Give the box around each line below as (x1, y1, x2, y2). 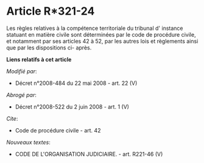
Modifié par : (6, 67, 38, 74)
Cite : (6, 115, 18, 122)
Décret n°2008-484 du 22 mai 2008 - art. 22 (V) (15, 79, 138, 87)
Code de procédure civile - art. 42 (15, 126, 101, 134)
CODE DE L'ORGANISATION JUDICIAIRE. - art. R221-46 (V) (15, 150, 163, 158)
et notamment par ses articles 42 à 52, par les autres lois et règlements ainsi (6, 37, 199, 45)
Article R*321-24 (6, 4, 95, 18)
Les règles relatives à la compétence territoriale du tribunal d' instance (6, 24, 183, 32)
